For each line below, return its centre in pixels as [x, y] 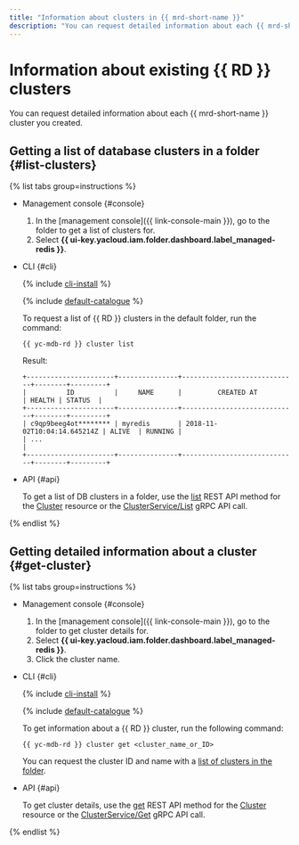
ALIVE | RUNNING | [146, 432]
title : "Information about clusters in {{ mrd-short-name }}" [127, 17]
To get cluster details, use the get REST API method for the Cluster [144, 805]
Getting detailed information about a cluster [133, 551]
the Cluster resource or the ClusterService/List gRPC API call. [135, 506]
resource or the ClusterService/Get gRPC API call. [113, 815]
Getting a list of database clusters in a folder [134, 151]
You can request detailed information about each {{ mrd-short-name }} [139, 113]
